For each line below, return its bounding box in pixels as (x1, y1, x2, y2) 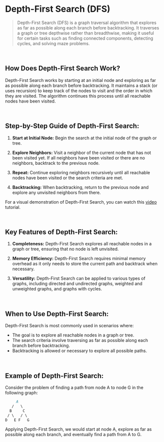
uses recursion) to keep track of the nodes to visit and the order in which (5, 87, 153, 94)
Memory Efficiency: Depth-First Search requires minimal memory (12, 256, 146, 261)
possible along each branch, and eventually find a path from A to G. (5, 432, 142, 438)
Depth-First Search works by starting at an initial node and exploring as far (5, 77, 156, 83)
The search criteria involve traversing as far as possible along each (12, 338, 148, 343)
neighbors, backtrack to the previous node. (12, 160, 100, 166)
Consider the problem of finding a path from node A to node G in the (5, 385, 144, 390)
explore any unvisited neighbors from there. (12, 189, 101, 195)
